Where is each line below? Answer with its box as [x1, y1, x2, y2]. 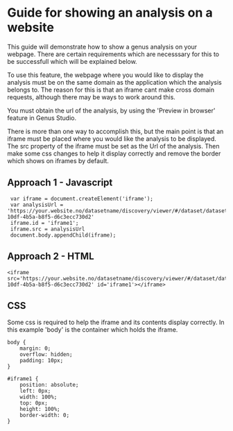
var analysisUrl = [10, 201, 64, 208]
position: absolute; [19, 382, 79, 389]
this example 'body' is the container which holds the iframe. [7, 326, 178, 334]
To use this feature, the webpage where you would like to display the [7, 71, 204, 79]
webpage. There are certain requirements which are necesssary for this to [7, 50, 220, 58]
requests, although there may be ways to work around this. [7, 92, 175, 101]
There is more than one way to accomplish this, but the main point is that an [7, 127, 224, 135]
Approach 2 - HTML [7, 251, 95, 262]
